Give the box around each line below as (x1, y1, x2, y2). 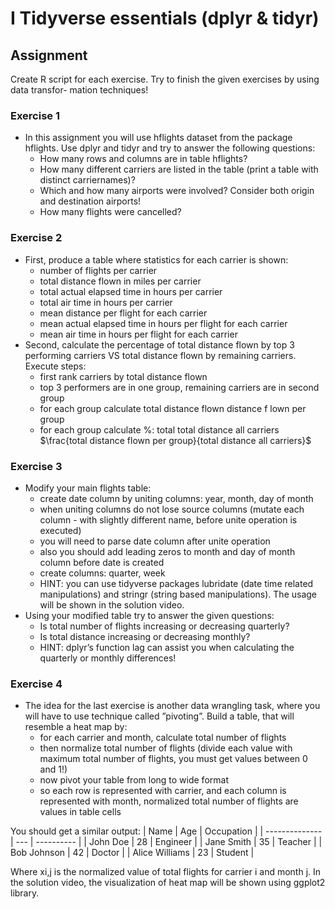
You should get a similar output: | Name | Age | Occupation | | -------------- (10, 825, 323, 837)
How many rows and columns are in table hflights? (39, 153, 248, 165)
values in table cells (39, 806, 122, 818)
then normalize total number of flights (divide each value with (39, 742, 293, 754)
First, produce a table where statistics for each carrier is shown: (24, 253, 289, 266)
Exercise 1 (10, 108, 61, 122)
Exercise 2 (10, 231, 63, 245)
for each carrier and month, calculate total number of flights (39, 732, 287, 744)
